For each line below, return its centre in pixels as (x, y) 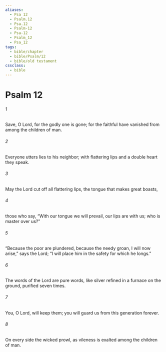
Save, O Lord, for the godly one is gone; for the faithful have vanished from (82, 124)
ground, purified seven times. (35, 286)
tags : (11, 47)
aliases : (14, 10)
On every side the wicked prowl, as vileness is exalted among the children (81, 339)
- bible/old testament (33, 61)
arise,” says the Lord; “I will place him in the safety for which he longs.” (78, 253)
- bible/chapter (26, 51)
